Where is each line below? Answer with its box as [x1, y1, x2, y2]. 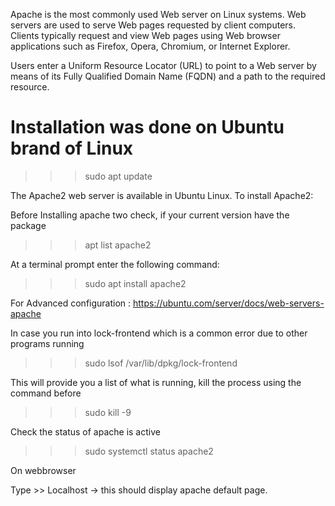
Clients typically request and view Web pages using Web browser [10, 30, 281, 41]
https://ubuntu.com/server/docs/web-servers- [133, 297, 325, 309]
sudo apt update [84, 170, 153, 182]
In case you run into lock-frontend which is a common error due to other [10, 327, 308, 339]
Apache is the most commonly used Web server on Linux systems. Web [10, 9, 307, 20]
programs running [10, 337, 85, 349]
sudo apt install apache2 [84, 277, 187, 289]
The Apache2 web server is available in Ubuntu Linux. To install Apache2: [10, 189, 314, 201]
